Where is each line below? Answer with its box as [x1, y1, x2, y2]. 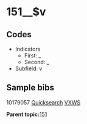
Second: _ [24, 59, 50, 65]
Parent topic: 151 [6, 111, 47, 118]
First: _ [24, 52, 41, 59]
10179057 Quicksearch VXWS [6, 98, 81, 106]
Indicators [15, 45, 41, 53]
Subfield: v [15, 65, 43, 72]
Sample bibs [6, 82, 55, 93]
